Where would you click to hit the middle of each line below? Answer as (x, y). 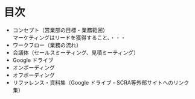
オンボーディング (34, 67)
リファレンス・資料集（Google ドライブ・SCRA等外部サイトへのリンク (101, 82)
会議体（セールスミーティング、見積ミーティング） (76, 52)
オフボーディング (34, 75)
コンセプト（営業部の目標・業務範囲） (60, 30)
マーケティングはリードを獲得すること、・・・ (69, 37)
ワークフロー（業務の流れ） (47, 45)
